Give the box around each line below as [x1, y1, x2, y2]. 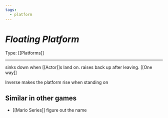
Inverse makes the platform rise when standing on [5, 79, 108, 85]
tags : [5, 7, 16, 12]
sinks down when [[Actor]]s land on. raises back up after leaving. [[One [5, 64, 152, 70]
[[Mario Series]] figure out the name [12, 107, 87, 113]
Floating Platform [5, 33, 79, 45]
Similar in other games [5, 93, 77, 102]
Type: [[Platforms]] [5, 50, 44, 56]
